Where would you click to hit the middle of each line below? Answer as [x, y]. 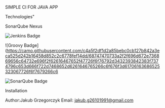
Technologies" [20, 17]
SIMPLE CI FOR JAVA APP [32, 7]
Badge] [31, 45]
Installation [16, 90]
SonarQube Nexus [24, 26]
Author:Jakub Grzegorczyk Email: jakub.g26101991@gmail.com [69, 100]
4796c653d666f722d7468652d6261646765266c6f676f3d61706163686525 [82, 66]
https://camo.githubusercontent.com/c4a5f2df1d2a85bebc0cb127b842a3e [83, 51]
